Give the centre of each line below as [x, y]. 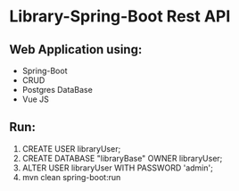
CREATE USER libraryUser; [71, 148]
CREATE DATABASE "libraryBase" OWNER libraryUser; [122, 158]
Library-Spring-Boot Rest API [120, 17]
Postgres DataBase [58, 90]
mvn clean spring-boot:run [71, 177]
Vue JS [35, 99]
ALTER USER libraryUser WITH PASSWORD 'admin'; [118, 168]
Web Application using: [76, 50]
